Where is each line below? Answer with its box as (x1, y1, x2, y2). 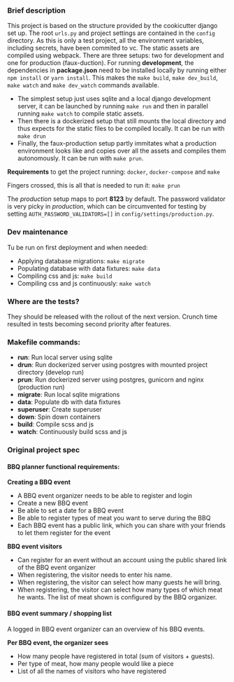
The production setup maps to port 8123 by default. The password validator (7, 195, 226, 203)
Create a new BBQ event (17, 499, 89, 508)
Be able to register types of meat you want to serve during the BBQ (17, 514, 211, 522)
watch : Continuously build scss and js (17, 428, 128, 436)
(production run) (17, 383, 65, 391)
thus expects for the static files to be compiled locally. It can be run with (17, 125, 225, 133)
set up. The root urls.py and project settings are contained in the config (7, 29, 215, 37)
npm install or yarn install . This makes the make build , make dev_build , (7, 74, 219, 82)
